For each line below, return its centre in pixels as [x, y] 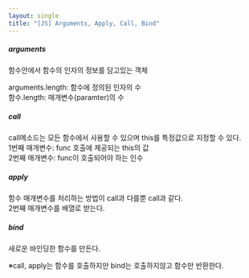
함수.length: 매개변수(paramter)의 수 [66, 98]
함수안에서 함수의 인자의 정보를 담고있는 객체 [78, 70]
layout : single [34, 16]
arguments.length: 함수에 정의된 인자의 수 [75, 87]
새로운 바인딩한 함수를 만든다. [55, 249]
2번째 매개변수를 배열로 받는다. [57, 208]
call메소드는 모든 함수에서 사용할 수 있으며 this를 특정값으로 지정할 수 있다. [125, 138]
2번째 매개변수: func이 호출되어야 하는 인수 [76, 158]
